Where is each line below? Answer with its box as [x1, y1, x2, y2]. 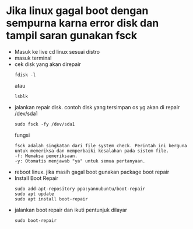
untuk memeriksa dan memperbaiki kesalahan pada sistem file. [14, 148, 169, 154]
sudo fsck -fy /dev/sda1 [14, 121, 75, 127]
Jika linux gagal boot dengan [6, 4, 149, 18]
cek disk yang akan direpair [14, 60, 82, 68]
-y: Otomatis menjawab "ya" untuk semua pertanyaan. [14, 158, 146, 164]
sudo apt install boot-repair [14, 196, 89, 202]
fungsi [14, 131, 30, 138]
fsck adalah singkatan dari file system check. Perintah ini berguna [14, 143, 188, 148]
